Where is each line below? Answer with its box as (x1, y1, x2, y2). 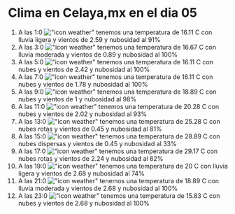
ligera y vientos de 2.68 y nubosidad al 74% (17, 169, 145, 178)
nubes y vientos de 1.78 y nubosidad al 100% (17, 80, 148, 88)
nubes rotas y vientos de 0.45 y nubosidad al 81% (17, 124, 163, 133)
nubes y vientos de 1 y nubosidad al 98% (17, 94, 137, 103)
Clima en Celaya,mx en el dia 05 (8, 5, 198, 21)
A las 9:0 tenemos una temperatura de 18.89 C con (17, 87, 217, 96)
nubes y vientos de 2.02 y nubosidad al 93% (17, 110, 148, 118)
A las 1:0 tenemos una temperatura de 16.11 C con (17, 28, 213, 36)
